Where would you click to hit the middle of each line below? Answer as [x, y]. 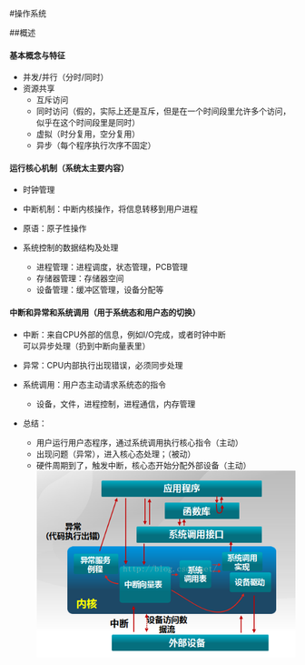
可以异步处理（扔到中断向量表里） [86, 346]
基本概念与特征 [37, 55]
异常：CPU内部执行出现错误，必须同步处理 [103, 365]
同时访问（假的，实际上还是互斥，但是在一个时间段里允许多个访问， [163, 111]
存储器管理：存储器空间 [80, 278]
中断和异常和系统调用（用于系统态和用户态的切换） [105, 312]
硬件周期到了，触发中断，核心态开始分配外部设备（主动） [143, 465]
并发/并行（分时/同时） [65, 77]
